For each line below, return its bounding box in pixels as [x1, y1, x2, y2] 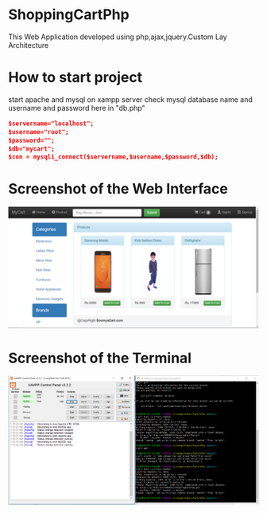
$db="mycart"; [8, 145, 56, 153]
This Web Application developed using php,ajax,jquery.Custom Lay [8, 32, 228, 41]
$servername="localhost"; [8, 119, 94, 127]
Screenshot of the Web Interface [8, 180, 229, 198]
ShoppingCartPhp [8, 6, 130, 24]
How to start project [8, 69, 143, 87]
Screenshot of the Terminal [8, 349, 192, 367]
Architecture [8, 40, 49, 49]
